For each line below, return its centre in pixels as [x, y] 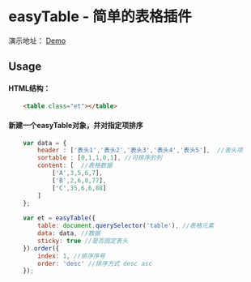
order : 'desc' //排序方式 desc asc [95, 263]
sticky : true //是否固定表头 [83, 241]
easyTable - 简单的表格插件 [100, 17]
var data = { [45, 143]
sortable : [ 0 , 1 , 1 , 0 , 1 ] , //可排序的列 [100, 158]
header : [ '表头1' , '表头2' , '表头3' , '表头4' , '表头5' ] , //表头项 [140, 151]
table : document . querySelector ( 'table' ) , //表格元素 [126, 226]
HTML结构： [30, 88]
